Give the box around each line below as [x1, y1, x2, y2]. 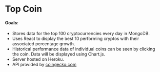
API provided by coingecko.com [12, 62, 77, 68]
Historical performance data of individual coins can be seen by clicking [12, 46, 155, 52]
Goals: [5, 19, 19, 25]
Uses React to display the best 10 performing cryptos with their [12, 36, 139, 42]
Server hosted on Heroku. [12, 56, 64, 62]
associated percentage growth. [12, 41, 75, 47]
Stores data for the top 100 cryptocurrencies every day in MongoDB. [12, 31, 150, 36]
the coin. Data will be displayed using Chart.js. [12, 51, 105, 57]
